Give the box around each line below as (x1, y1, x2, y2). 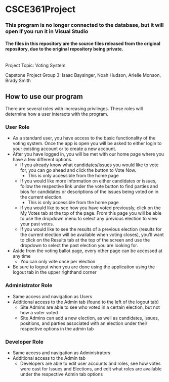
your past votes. (20, 221, 54, 227)
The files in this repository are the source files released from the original (5, 40, 160, 46)
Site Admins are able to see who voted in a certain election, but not (20, 304, 160, 310)
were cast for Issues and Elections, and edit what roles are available (20, 366, 162, 372)
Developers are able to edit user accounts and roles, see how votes (20, 360, 161, 367)
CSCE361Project (5, 4, 76, 15)
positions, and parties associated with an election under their (20, 320, 148, 326)
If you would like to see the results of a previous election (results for (20, 226, 162, 232)
